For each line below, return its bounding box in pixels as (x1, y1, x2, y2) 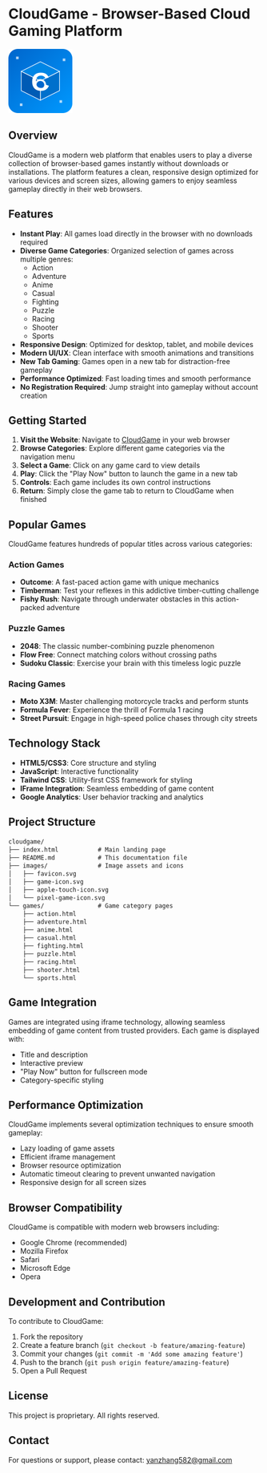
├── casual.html (22, 933, 78, 942)
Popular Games (8, 518, 86, 532)
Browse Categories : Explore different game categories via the (19, 443, 225, 453)
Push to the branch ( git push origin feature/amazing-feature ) (19, 1357, 229, 1367)
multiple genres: (19, 254, 74, 264)
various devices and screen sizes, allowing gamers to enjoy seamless (8, 176, 237, 185)
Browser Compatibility (8, 1200, 122, 1215)
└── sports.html (22, 973, 78, 982)
